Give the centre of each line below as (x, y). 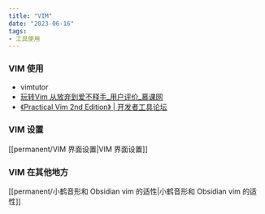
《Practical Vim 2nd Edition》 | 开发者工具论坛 (94, 107)
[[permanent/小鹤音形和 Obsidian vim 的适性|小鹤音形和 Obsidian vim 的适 (133, 191)
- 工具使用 (24, 39)
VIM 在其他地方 (39, 172)
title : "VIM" (30, 16)
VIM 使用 (26, 68)
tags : (17, 31)
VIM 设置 (26, 129)
